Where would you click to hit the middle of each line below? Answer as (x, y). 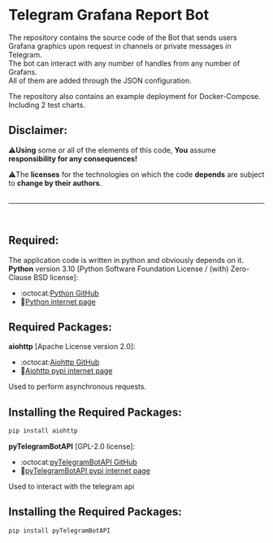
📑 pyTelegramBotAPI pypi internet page (85, 471)
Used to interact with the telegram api (71, 487)
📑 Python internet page (58, 301)
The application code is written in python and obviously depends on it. (126, 260)
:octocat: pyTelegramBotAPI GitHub (79, 462)
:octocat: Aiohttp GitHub (60, 362)
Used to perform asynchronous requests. (78, 386)
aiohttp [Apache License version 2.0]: (72, 347)
